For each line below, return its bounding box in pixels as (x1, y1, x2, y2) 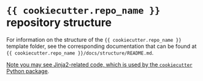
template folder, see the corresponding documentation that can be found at (6, 42, 197, 50)
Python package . (6, 67, 50, 75)
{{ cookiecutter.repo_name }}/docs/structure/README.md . (6, 48, 154, 56)
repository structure (6, 16, 112, 29)
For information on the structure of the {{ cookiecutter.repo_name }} (6, 36, 182, 43)
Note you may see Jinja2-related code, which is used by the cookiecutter (6, 61, 193, 68)
